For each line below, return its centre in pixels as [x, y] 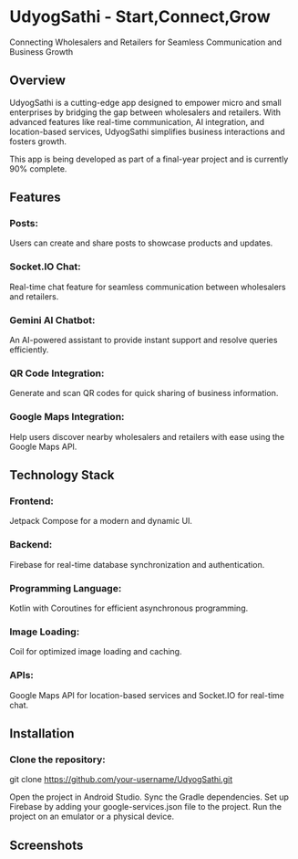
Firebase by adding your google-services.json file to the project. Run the [146, 807]
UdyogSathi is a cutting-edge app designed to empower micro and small [146, 102]
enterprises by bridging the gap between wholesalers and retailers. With [145, 112]
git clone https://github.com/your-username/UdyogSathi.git [121, 780]
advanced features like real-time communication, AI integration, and [137, 121]
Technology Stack [62, 475]
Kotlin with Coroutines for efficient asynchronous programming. [129, 608]
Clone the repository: [58, 759]
